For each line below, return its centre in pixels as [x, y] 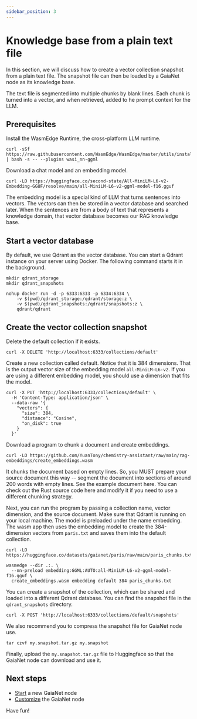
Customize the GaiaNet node [49, 699]
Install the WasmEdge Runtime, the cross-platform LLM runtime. [83, 138]
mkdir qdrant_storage [33, 278]
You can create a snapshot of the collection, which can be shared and [91, 592]
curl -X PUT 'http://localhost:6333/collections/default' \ [81, 392]
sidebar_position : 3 [31, 11]
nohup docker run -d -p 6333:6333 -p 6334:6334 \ [68, 294]
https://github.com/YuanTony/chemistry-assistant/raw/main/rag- [110, 455]
